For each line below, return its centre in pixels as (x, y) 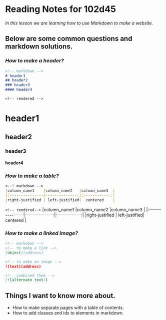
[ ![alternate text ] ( (27, 280)
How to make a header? (34, 61)
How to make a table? (32, 176)
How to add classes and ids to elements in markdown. (68, 313)
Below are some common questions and (69, 39)
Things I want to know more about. (60, 296)
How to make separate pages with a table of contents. (68, 308)
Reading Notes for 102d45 (61, 9)
